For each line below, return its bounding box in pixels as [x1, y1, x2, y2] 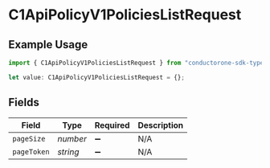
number [57, 133, 87, 144]
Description [137, 119, 184, 130]
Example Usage [8, 38, 88, 51]
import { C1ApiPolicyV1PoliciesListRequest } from [8, 59, 182, 67]
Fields [8, 96, 40, 109]
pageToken [12, 147, 50, 156]
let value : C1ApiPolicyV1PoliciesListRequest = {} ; [8, 73, 185, 81]
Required [94, 119, 130, 130]
